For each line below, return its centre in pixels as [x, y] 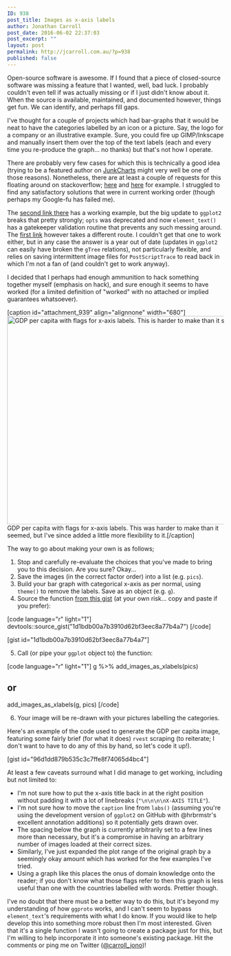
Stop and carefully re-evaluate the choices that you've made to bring [115, 562]
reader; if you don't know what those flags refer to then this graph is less [120, 880]
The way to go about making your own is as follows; [81, 548]
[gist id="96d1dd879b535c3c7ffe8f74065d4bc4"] [78, 759]
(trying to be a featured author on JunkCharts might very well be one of [108, 170]
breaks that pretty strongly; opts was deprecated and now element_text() [112, 220]
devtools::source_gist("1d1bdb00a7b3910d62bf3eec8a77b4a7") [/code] [109, 626]
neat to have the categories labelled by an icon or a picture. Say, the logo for [115, 127]
